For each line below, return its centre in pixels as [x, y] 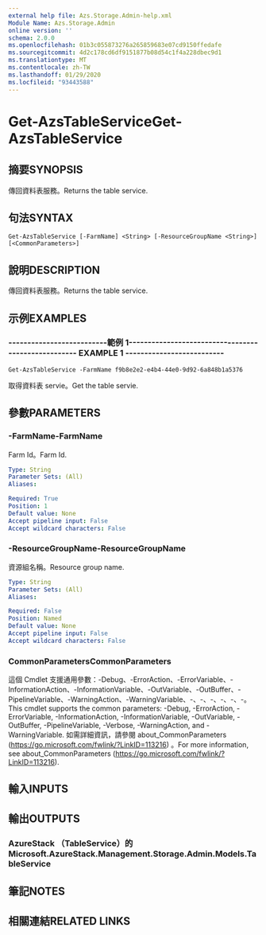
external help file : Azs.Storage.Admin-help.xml [90, 16]
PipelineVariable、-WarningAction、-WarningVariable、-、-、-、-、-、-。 [130, 699]
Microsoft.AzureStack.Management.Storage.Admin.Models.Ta [132, 854]
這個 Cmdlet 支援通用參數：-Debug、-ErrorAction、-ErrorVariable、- [121, 680]
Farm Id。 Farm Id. [38, 454]
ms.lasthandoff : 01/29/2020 [55, 75]
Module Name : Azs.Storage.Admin [62, 23]
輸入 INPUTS [39, 789]
